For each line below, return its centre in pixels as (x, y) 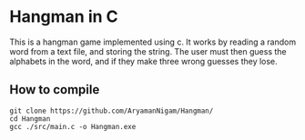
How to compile (55, 90)
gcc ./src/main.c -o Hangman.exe (73, 126)
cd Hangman (30, 119)
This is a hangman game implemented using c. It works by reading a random (153, 42)
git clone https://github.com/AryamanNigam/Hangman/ (112, 111)
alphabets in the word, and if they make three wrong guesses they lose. (143, 61)
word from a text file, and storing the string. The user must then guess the (148, 51)
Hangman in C (64, 17)
